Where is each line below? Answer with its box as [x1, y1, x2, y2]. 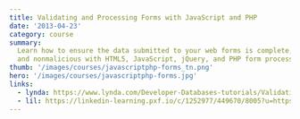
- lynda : [17, 88, 50, 97]
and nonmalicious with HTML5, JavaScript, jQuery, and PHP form [17, 55, 262, 64]
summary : [9, 38, 42, 47]
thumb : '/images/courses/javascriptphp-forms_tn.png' [9, 64, 214, 72]
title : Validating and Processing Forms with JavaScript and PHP [9, 13, 257, 22]
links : [9, 80, 34, 89]
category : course [9, 30, 74, 38]
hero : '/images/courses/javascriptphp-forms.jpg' [9, 72, 198, 81]
